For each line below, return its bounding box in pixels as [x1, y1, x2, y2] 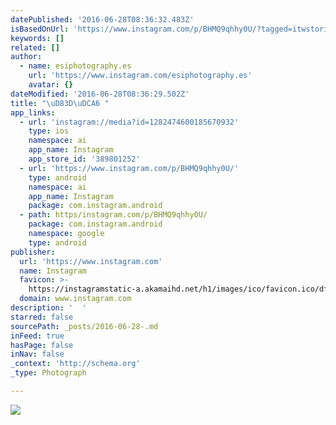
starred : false [10, 312, 74, 322]
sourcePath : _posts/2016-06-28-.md [10, 321, 159, 331]
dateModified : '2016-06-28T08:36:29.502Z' [10, 89, 190, 99]
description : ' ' [10, 303, 87, 313]
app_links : [10, 107, 56, 118]
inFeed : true [10, 331, 65, 341]
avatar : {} [28, 80, 74, 90]
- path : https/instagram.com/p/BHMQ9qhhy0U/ [19, 210, 208, 220]
